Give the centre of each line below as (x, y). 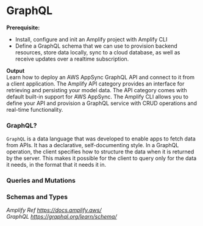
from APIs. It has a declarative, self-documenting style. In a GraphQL (93, 145)
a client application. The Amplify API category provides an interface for (95, 84)
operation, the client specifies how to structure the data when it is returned (100, 152)
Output (16, 70)
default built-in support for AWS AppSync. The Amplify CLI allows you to (98, 97)
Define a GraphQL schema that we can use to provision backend (96, 46)
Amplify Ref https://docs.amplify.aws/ (54, 210)
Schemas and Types (37, 197)
